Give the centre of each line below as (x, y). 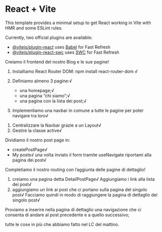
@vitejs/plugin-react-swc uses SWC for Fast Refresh (66, 52)
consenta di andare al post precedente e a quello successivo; (67, 215)
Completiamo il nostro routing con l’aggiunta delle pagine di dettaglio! (75, 169)
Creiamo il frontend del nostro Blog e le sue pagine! (57, 62)
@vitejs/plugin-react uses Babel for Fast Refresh (61, 47)
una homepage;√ (37, 90)
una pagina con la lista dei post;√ (53, 101)
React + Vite (31, 9)
